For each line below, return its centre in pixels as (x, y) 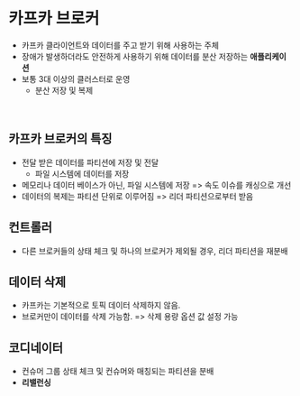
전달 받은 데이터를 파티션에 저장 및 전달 (90, 162)
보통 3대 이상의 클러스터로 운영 (76, 78)
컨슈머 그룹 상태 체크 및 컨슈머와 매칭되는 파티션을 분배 (118, 372)
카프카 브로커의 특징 (60, 139)
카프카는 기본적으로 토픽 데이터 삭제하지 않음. (101, 305)
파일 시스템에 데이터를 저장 (82, 173)
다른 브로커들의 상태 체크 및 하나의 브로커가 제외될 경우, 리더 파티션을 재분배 (155, 251)
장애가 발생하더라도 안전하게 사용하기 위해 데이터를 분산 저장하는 (135, 56)
